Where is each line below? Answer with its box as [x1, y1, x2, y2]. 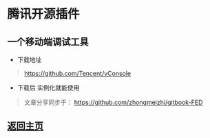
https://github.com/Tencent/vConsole [23, 70, 132, 77]
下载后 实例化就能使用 [17, 83, 80, 92]
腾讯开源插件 [7, 6, 81, 22]
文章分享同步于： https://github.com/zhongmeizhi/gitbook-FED [23, 98, 203, 106]
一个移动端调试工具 [7, 36, 89, 48]
